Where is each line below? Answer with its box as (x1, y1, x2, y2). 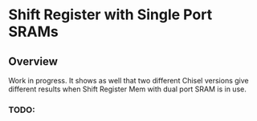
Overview (8, 54, 59, 68)
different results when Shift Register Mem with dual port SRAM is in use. (8, 84, 247, 94)
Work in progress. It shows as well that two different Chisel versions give (8, 76, 249, 85)
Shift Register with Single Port (8, 6, 213, 24)
